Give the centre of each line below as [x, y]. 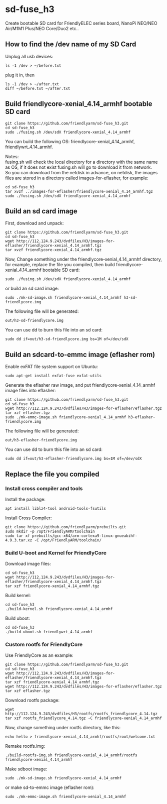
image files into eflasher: [30, 391]
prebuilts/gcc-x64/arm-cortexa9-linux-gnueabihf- [84, 536]
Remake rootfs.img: [25, 746]
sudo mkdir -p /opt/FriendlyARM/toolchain [50, 531]
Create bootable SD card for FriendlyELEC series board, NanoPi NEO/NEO [81, 23]
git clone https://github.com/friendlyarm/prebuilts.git [66, 527]
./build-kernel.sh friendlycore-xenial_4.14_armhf [59, 609]
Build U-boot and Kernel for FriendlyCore [56, 552]
